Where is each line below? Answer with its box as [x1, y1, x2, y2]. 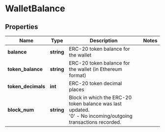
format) [68, 72, 86, 79]
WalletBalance [5, 3, 65, 14]
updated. [68, 106, 90, 113]
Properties [5, 23, 38, 31]
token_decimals [7, 83, 46, 90]
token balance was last [68, 100, 122, 107]
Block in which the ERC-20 [68, 94, 132, 101]
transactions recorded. [68, 119, 121, 126]
